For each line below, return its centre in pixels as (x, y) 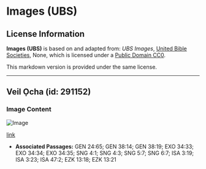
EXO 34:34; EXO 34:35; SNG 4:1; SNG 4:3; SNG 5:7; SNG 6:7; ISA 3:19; (105, 153)
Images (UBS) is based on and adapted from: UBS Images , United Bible (97, 48)
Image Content (29, 110)
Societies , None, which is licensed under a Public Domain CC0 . (86, 55)
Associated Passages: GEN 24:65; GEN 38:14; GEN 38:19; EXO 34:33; (105, 146)
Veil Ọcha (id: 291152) (49, 92)
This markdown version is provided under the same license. (82, 67)
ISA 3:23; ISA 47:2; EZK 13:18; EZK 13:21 (66, 159)
